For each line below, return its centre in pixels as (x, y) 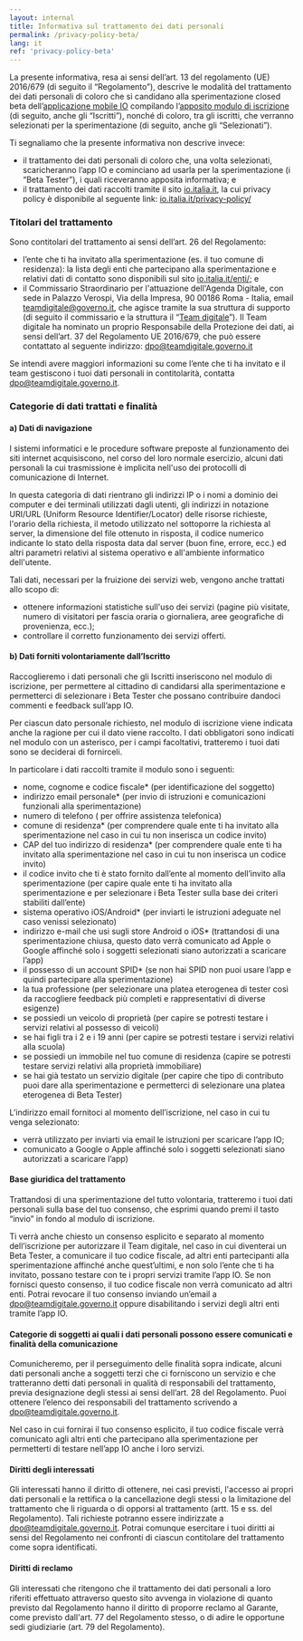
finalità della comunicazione (64, 1344)
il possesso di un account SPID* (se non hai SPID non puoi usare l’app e (157, 969)
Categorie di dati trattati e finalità (84, 407)
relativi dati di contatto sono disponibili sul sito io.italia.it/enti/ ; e (141, 279)
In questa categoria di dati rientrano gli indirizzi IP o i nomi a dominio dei (144, 494)
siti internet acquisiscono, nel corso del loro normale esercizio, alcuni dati (146, 457)
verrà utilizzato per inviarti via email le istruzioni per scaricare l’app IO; (153, 1139)
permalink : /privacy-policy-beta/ (75, 34)
